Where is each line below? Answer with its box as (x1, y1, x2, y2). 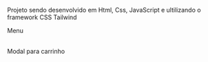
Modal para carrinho (7, 48, 65, 55)
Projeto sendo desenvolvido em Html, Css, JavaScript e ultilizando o (7, 6, 201, 14)
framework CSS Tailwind (7, 13, 77, 21)
